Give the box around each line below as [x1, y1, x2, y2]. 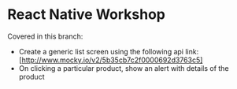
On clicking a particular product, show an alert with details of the [18, 63, 229, 72]
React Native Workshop [7, 6, 166, 24]
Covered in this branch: [7, 32, 83, 41]
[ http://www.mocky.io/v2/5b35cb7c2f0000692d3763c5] [18, 55, 203, 65]
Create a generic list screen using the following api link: [18, 46, 199, 56]
